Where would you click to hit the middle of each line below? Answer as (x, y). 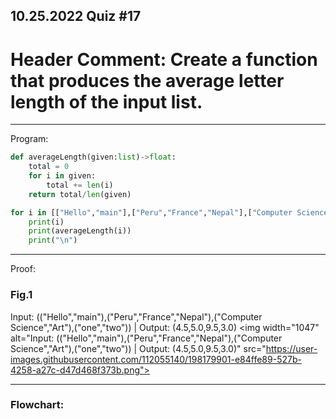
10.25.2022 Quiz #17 (76, 16)
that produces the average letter (147, 80)
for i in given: (62, 176)
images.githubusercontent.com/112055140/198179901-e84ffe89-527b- (156, 359)
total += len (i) (80, 185)
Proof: (23, 269)
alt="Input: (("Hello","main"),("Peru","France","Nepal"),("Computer (146, 338)
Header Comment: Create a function (164, 59)
